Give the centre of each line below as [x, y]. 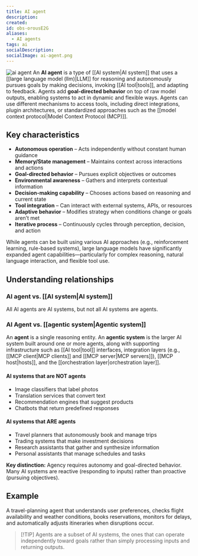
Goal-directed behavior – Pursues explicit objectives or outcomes [95, 174]
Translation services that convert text [60, 395]
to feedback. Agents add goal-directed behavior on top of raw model [91, 91]
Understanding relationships [60, 279]
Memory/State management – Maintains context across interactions [98, 162]
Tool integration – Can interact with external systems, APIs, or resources [103, 206]
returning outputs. [43, 547]
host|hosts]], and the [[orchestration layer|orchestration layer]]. [83, 362]
